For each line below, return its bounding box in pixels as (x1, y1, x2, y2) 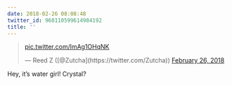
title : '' (7, 23, 37, 30)
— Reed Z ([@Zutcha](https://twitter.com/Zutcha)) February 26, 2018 (24, 56, 225, 65)
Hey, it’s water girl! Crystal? (7, 70, 86, 78)
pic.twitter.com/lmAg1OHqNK (24, 43, 110, 51)
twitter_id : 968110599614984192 (7, 17, 102, 24)
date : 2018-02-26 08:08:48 (7, 10, 86, 18)
